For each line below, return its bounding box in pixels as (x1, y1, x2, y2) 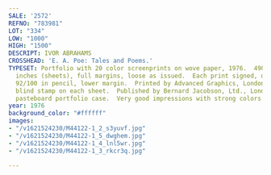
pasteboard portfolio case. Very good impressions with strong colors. (15, 94, 265, 102)
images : (8, 117, 35, 125)
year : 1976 (8, 102, 45, 110)
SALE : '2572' (8, 11, 52, 20)
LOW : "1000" (8, 34, 48, 43)
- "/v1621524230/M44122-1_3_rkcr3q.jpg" (8, 147, 147, 155)
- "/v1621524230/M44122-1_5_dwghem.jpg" (8, 131, 147, 140)
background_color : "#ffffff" (8, 110, 106, 118)
